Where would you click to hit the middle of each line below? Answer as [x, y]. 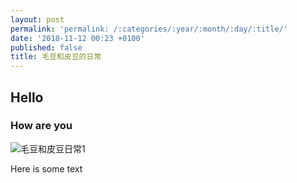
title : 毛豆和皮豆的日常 [56, 57]
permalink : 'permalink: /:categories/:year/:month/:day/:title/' [149, 29]
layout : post [37, 19]
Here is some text [46, 168]
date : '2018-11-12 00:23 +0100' [77, 38]
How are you [41, 126]
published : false [46, 47]
